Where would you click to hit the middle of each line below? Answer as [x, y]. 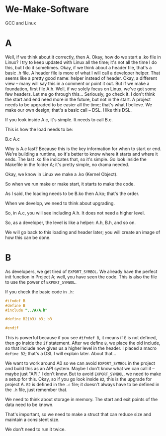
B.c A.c [12, 139]
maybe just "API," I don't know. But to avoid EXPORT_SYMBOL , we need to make [83, 374]
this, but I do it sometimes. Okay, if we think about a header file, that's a [79, 67]
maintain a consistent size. [32, 420]
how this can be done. [28, 237]
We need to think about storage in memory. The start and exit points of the [82, 400]
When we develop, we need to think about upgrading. [60, 203]
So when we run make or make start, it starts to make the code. [70, 184]
